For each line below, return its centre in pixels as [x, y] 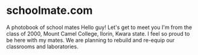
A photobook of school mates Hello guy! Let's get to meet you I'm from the [99, 27]
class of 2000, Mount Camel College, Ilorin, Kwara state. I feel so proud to [98, 33]
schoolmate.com [49, 11]
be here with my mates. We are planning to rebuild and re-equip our [91, 40]
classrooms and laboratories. [42, 47]
